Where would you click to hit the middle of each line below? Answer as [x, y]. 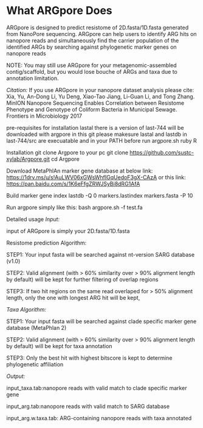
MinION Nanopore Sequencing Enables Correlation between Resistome [95, 103]
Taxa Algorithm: [26, 309]
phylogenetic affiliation [35, 364]
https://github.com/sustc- [162, 152]
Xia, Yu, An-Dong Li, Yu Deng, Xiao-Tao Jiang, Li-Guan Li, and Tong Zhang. [101, 96]
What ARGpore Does [59, 11]
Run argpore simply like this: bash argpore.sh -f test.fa [74, 207]
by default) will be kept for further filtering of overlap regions [82, 279]
